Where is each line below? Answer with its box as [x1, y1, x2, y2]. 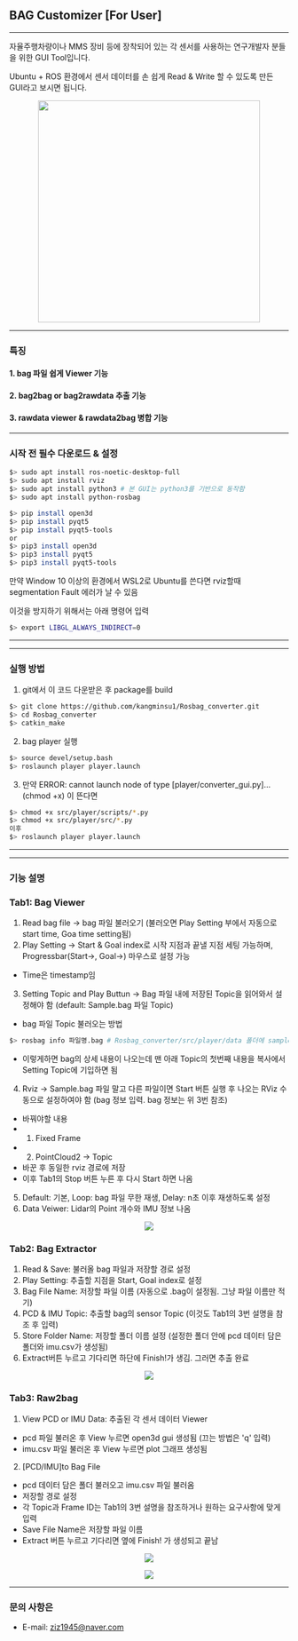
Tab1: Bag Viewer [9, 896, 86, 908]
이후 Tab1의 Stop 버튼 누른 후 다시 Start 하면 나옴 [21, 1173, 193, 1185]
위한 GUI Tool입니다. [18, 52, 90, 62]
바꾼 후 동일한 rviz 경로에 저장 [21, 1162, 126, 1173]
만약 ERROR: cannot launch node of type [21, 779, 170, 789]
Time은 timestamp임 [21, 970, 96, 980]
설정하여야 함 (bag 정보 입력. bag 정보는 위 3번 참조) [45, 1095, 228, 1106]
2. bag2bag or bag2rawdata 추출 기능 [9, 390, 146, 400]
